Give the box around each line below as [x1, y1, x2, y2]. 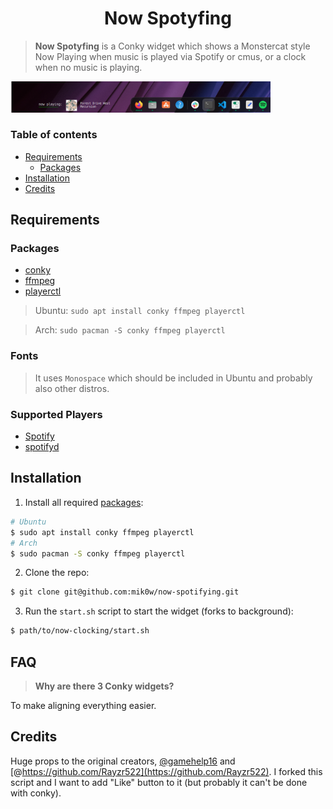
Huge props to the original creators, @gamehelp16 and [10, 755, 236, 767]
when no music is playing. [34, 61, 143, 73]
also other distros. [34, 382, 110, 394]
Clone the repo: [24, 567, 90, 579]
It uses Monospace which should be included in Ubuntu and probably [34, 372, 313, 384]
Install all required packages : [24, 496, 144, 508]
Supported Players [10, 407, 103, 421]
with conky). [10, 787, 62, 799]
